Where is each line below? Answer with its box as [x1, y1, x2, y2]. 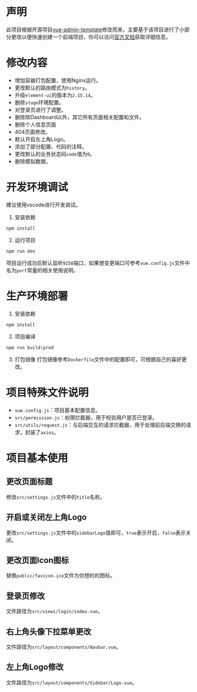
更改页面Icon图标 [6, 555, 69, 565]
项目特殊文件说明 [6, 386, 89, 399]
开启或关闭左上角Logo [6, 512, 87, 522]
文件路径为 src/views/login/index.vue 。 [6, 608, 103, 615]
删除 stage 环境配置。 [14, 98, 65, 106]
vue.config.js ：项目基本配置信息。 [14, 406, 101, 413]
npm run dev [6, 248, 35, 254]
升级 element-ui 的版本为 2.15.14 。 [14, 91, 96, 98]
